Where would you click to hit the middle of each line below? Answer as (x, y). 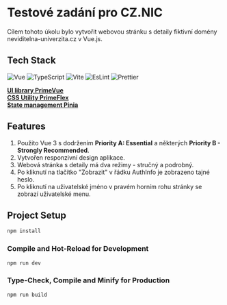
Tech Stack (31, 61)
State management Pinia (43, 105)
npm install (24, 231)
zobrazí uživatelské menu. (54, 194)
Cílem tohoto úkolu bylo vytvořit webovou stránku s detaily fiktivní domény (112, 32)
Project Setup (37, 215)
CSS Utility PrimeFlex (38, 97)
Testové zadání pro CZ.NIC (85, 13)
